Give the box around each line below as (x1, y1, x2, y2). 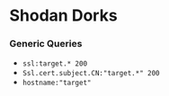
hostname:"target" (22, 78, 92, 88)
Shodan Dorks (9, 5, 119, 26)
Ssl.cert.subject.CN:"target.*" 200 (22, 69, 160, 78)
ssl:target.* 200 (22, 59, 88, 68)
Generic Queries (9, 38, 83, 50)
